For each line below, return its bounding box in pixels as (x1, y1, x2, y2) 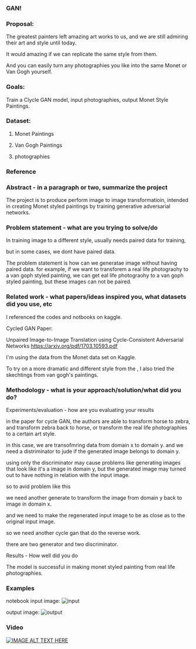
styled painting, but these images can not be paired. (6, 278, 132, 285)
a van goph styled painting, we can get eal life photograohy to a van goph (6, 272, 184, 279)
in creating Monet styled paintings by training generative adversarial (6, 203, 171, 210)
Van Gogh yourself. (6, 68, 53, 75)
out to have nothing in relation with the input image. (6, 471, 130, 478)
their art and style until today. (6, 39, 77, 46)
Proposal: (6, 19, 34, 28)
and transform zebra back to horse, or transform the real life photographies (6, 424, 188, 431)
